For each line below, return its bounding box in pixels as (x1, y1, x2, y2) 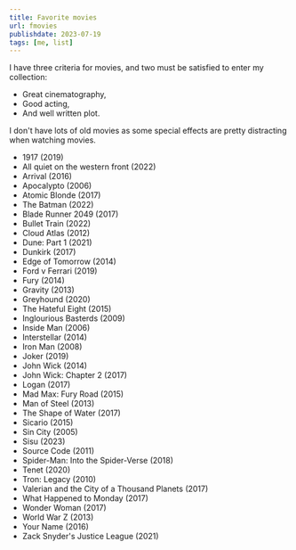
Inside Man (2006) (21, 323, 91, 333)
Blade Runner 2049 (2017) (21, 209, 119, 219)
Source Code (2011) (21, 446, 95, 456)
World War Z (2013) (21, 512, 94, 522)
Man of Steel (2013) (21, 398, 95, 409)
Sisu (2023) (21, 436, 66, 447)
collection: (9, 72, 48, 83)
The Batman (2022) (21, 200, 94, 210)
